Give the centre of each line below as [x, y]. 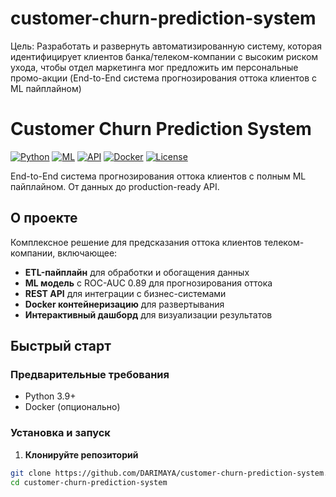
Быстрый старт [61, 346]
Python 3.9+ [50, 396]
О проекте [44, 218]
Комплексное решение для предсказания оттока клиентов [136, 242]
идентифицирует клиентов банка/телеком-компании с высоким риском [164, 56]
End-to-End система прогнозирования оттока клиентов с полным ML [158, 176]
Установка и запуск [60, 433]
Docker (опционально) [72, 407]
